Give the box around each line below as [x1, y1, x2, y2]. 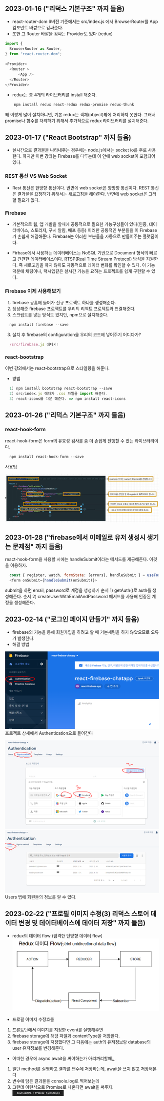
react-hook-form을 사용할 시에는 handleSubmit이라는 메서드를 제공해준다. [5, 556, 148, 562]
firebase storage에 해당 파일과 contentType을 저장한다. [12, 1033, 120, 1039]
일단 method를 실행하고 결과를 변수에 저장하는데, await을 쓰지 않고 [12, 1066, 140, 1072]
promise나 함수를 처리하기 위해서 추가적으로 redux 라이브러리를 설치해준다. [5, 118, 149, 124]
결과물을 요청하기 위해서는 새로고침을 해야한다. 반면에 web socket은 [17, 191, 148, 197]
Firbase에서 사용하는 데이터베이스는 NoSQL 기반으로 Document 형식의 [12, 249, 148, 255]
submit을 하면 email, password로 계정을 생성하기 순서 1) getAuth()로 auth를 [5, 587, 151, 593]
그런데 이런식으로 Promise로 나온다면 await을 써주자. [12, 1084, 114, 1090]
